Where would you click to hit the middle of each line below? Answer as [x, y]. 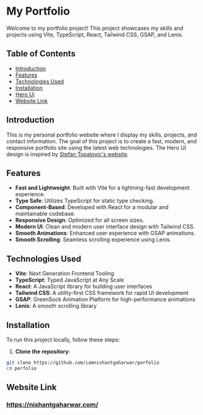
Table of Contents [41, 54]
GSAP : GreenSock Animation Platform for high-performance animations [105, 299]
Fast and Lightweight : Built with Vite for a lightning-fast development [102, 188]
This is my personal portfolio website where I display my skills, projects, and [102, 135]
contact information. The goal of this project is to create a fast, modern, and [101, 141]
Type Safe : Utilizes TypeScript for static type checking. [84, 201]
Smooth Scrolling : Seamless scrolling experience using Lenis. [93, 239]
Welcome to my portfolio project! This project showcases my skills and [95, 28]
